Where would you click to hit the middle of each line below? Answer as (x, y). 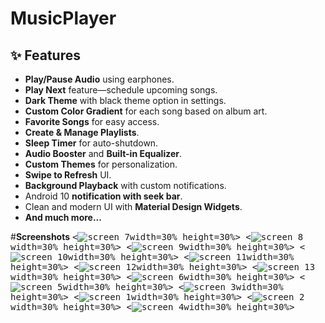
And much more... (63, 217)
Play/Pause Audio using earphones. (99, 79)
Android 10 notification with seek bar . (103, 196)
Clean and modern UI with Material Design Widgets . (133, 206)
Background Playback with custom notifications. (125, 185)
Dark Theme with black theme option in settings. (125, 100)
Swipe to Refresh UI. (68, 175)
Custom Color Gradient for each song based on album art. (146, 111)
